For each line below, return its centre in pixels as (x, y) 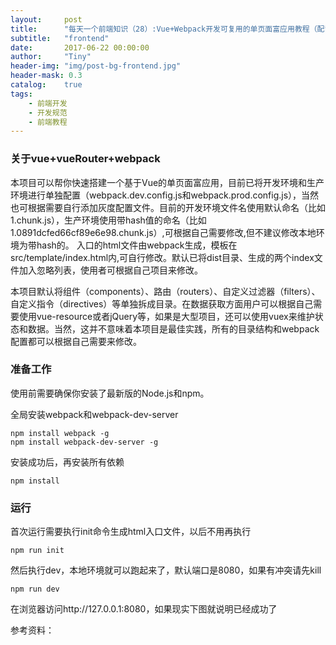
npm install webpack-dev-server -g (84, 442)
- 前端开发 (48, 103)
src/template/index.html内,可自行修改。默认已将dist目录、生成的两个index (162, 257)
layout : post (46, 19)
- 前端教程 (48, 122)
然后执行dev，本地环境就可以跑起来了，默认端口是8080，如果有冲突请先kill (166, 570)
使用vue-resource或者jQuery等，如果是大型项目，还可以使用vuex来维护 (166, 316)
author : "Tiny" (51, 57)
